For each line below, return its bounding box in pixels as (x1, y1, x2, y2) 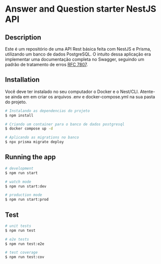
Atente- (140, 89, 155, 94)
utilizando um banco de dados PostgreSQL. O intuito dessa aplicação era (5, 51, 151, 57)
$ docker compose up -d (5, 126, 53, 131)
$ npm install (5, 113, 34, 118)
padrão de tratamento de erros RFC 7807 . (5, 62, 88, 67)
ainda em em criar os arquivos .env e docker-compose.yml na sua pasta (11, 94, 155, 99)
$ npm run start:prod (5, 197, 49, 202)
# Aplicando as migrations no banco (5, 135, 79, 140)
